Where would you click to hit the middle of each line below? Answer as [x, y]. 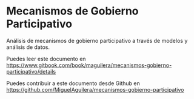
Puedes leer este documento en [46, 59]
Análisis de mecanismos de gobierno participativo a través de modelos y [97, 40]
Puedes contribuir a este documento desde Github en [73, 83]
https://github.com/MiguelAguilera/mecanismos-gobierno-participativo [95, 89]
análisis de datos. [28, 47]
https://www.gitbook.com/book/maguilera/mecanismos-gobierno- [89, 65]
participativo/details [31, 71]
